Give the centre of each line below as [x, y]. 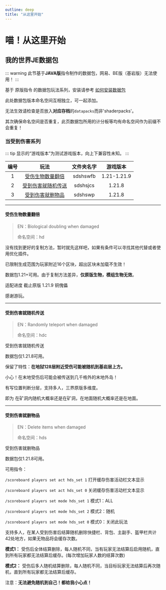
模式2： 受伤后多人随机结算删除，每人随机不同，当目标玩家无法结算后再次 [81, 566]
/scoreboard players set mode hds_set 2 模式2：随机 [60, 511]
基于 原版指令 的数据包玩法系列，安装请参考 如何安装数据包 [65, 90]
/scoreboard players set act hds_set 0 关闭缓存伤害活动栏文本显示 [75, 490]
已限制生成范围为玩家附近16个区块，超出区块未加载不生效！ [66, 264]
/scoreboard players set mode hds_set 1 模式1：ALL [59, 501]
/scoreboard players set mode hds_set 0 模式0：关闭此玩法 [66, 522]
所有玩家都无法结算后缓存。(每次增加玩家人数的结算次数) [67, 555]
